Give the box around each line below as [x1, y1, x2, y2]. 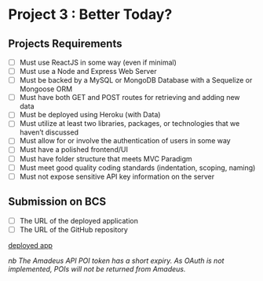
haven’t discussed [19, 128, 79, 137]
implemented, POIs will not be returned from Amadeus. [8, 264, 186, 273]
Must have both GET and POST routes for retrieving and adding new [19, 93, 241, 102]
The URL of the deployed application [19, 216, 139, 225]
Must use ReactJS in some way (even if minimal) [19, 57, 177, 67]
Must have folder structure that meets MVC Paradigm [19, 153, 192, 163]
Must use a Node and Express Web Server [19, 67, 157, 76]
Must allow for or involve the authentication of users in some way [19, 136, 231, 146]
